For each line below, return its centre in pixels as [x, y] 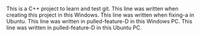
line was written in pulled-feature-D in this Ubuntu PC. [74, 27]
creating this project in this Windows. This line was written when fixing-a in [100, 15]
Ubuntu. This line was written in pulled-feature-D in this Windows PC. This [99, 21]
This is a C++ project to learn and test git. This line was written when [92, 9]
